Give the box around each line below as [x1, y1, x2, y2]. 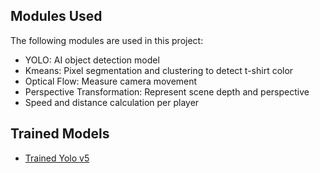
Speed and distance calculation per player [24, 96, 200, 108]
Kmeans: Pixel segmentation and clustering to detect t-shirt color [24, 64, 294, 76]
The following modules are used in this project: [10, 34, 204, 46]
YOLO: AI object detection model [24, 54, 160, 66]
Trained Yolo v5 [24, 152, 90, 164]
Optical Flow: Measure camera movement [24, 75, 198, 87]
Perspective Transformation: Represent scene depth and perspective [24, 85, 310, 98]
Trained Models [10, 125, 110, 143]
